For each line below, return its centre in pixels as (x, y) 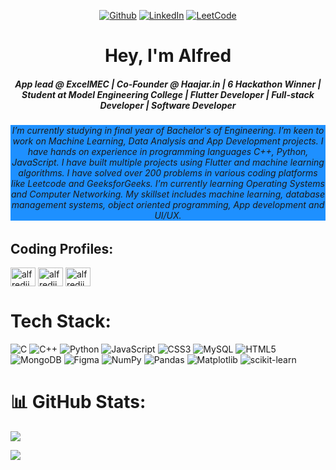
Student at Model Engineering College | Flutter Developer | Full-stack (168, 94)
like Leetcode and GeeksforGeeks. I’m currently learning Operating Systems (168, 184)
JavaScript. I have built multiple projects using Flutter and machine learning (168, 162)
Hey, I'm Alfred (168, 56)
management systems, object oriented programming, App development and (168, 205)
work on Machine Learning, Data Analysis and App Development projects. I (168, 141)
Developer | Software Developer (168, 105)
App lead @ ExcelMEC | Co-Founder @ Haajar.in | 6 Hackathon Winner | (168, 84)
